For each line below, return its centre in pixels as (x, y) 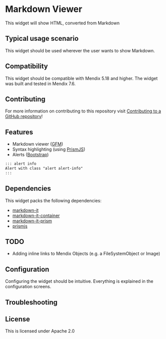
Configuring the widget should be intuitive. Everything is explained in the (79, 281)
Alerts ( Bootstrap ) (30, 155)
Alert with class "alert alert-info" (44, 169)
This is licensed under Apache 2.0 (40, 331)
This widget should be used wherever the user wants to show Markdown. (80, 50)
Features (19, 132)
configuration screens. (28, 287)
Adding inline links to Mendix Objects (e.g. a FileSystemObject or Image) (86, 254)
